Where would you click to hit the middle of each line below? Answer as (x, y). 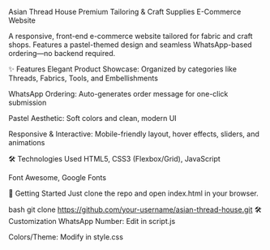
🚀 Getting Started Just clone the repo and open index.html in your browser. (134, 193)
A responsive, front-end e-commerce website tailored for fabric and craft (131, 36)
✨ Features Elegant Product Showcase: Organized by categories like (123, 69)
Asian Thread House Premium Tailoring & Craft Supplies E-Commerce (125, 12)
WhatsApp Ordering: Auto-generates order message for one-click (118, 94)
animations (27, 142)
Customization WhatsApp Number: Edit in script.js (92, 221)
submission (28, 102)
